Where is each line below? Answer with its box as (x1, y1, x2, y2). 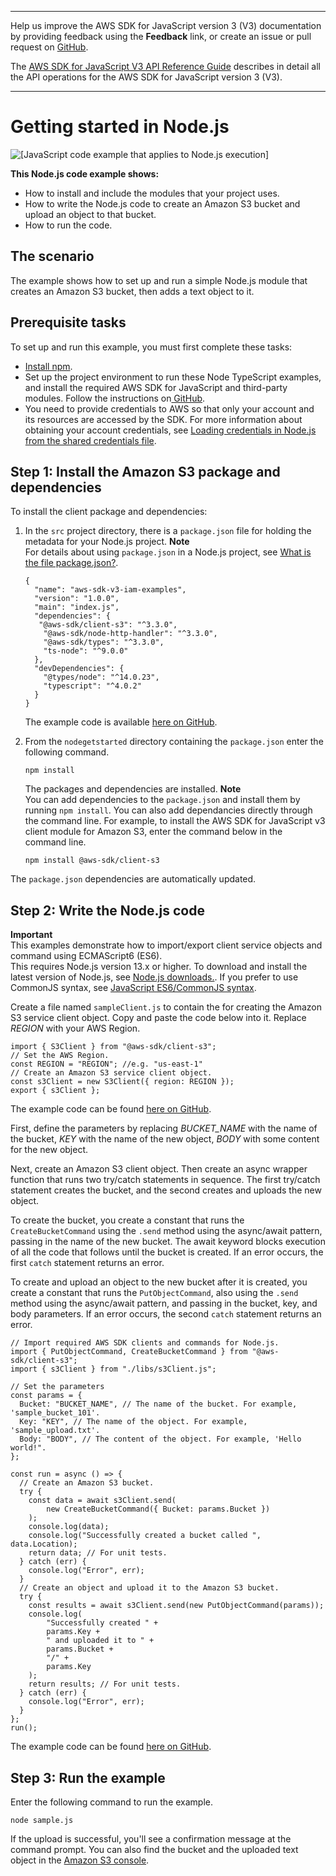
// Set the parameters (10, 1382, 105, 1392)
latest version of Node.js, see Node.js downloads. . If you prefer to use (10, 971, 299, 983)
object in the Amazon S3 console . (10, 1854, 150, 1866)
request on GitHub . (10, 41, 89, 53)
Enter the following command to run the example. (10, 1796, 214, 1808)
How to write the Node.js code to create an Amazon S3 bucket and (24, 197, 301, 210)
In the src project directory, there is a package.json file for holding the (24, 525, 312, 537)
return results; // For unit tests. (28, 1679, 182, 1690)
